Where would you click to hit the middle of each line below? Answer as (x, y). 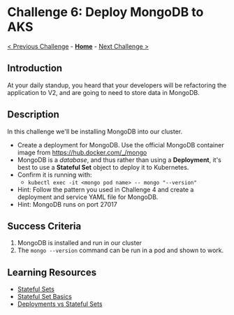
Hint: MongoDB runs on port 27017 (67, 204)
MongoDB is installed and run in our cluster (79, 243)
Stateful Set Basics (44, 297)
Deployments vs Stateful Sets (60, 304)
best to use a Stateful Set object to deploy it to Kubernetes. (103, 167)
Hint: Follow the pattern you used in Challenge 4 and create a (105, 189)
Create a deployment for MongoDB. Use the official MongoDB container (121, 145)
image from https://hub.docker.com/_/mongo (82, 152)
